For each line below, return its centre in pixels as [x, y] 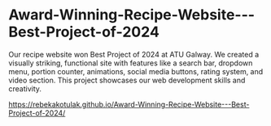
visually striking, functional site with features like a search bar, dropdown [131, 63]
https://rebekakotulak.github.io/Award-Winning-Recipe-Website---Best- [129, 104]
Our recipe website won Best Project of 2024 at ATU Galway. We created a [134, 54]
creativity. [25, 88]
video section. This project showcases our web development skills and [127, 80]
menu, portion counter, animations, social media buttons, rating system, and [136, 71]
